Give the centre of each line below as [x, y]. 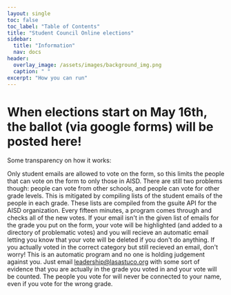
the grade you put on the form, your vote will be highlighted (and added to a [115, 225]
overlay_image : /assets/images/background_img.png [88, 65]
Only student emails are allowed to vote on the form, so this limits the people [116, 174]
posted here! [44, 141]
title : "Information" [44, 46]
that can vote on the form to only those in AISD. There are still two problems [115, 181]
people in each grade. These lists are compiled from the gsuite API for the [112, 203]
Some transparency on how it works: [59, 160]
